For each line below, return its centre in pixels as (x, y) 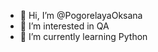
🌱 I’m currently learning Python (83, 36)
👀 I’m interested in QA (64, 26)
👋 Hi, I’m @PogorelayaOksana (81, 15)
